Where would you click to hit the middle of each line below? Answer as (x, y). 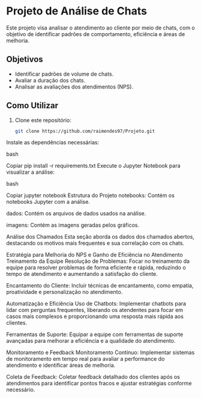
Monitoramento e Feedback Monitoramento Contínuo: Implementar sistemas (100, 352)
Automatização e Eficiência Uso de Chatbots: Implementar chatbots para (96, 304)
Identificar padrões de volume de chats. (64, 74)
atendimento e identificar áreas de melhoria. (61, 366)
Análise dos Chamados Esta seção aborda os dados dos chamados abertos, (100, 237)
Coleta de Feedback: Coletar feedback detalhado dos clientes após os (93, 377)
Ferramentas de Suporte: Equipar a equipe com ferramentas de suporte (95, 334)
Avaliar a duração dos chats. (50, 80)
